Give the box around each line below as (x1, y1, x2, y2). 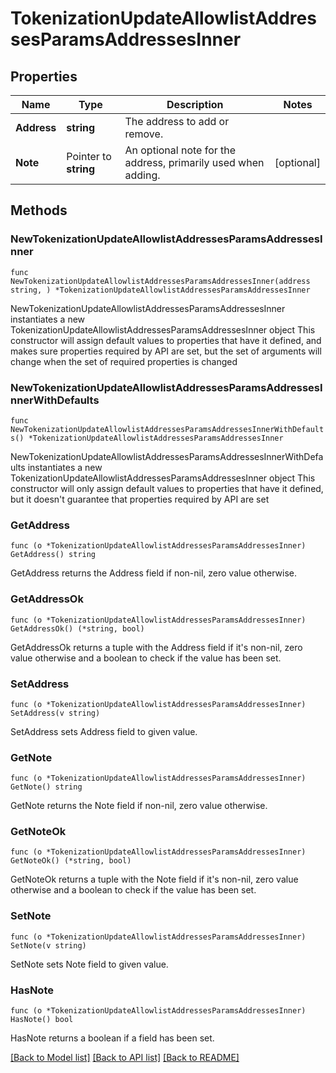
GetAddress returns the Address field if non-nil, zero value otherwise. (10, 567, 298, 579)
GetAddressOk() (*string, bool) (10, 623, 145, 634)
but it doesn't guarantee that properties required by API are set (10, 493, 270, 505)
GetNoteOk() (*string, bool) (10, 856, 132, 866)
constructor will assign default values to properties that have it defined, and (10, 334, 322, 346)
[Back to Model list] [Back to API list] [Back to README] (10, 1052, 240, 1064)
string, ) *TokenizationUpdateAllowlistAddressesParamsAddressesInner (10, 285, 311, 295)
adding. (124, 168, 161, 182)
